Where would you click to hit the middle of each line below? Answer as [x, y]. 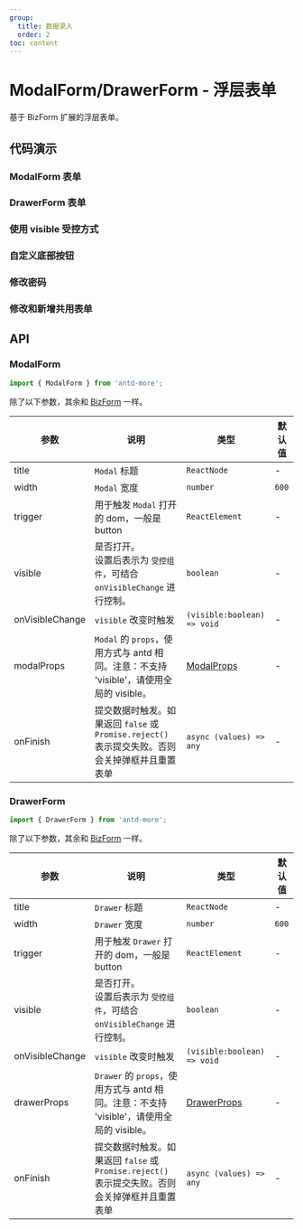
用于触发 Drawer [128, 941]
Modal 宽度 [116, 487]
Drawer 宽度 [119, 924]
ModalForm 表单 [45, 176]
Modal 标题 [116, 471]
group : [22, 18]
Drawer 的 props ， [131, 1075]
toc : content [34, 43]
